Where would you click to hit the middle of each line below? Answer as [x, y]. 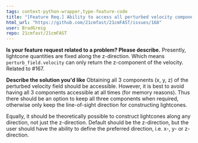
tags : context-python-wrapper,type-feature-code [67, 11]
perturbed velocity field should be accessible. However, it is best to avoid [95, 86]
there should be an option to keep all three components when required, [92, 99]
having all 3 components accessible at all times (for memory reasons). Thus [98, 93]
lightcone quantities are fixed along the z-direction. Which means [85, 56]
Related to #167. [25, 69]
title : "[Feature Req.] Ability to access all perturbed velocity [89, 17]
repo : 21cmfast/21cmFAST [37, 33]
